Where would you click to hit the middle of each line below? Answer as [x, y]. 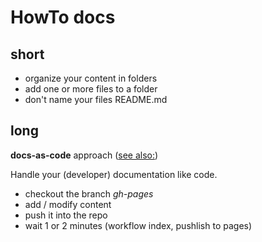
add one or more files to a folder [91, 89]
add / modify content [68, 204]
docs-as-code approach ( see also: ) [84, 155]
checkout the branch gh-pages [89, 193]
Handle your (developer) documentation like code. [114, 174]
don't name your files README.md [96, 99]
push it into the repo [66, 215]
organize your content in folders [91, 78]
